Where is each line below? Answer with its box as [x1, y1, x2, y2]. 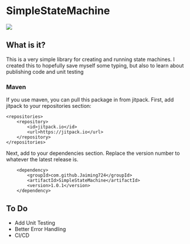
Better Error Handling [14, 225, 66, 232]
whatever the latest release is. [6, 156, 79, 163]
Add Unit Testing [14, 219, 56, 226]
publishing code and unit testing [6, 68, 84, 75]
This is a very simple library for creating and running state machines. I [6, 56, 175, 63]
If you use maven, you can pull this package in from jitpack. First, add [6, 96, 174, 103]
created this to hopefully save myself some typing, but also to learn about [6, 62, 184, 69]
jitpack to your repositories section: [6, 103, 92, 110]
